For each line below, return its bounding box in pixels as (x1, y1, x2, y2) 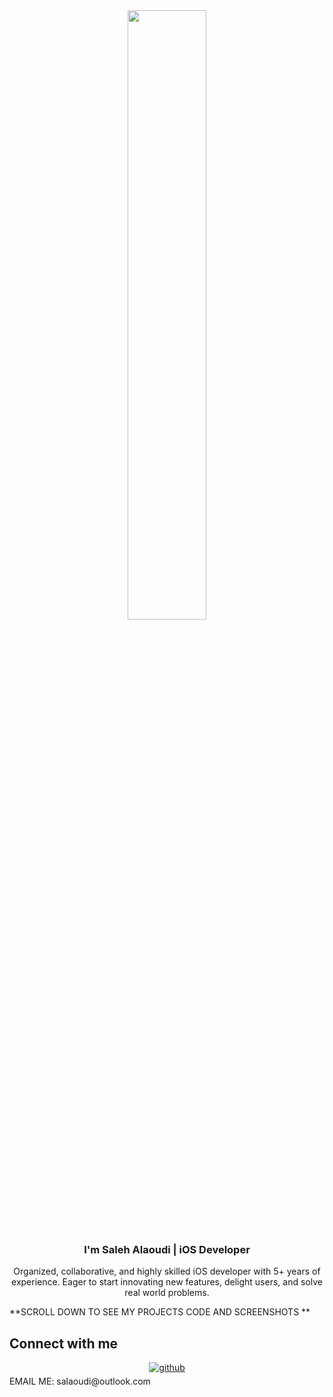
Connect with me (9, 1335, 119, 1352)
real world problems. (124, 1287, 210, 1299)
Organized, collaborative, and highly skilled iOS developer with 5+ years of (13, 1265, 321, 1278)
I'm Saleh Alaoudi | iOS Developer (83, 1242, 251, 1256)
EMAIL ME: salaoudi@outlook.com (9, 1375, 151, 1388)
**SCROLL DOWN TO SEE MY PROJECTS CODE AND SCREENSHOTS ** (9, 1306, 311, 1318)
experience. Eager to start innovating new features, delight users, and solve (11, 1276, 323, 1288)
